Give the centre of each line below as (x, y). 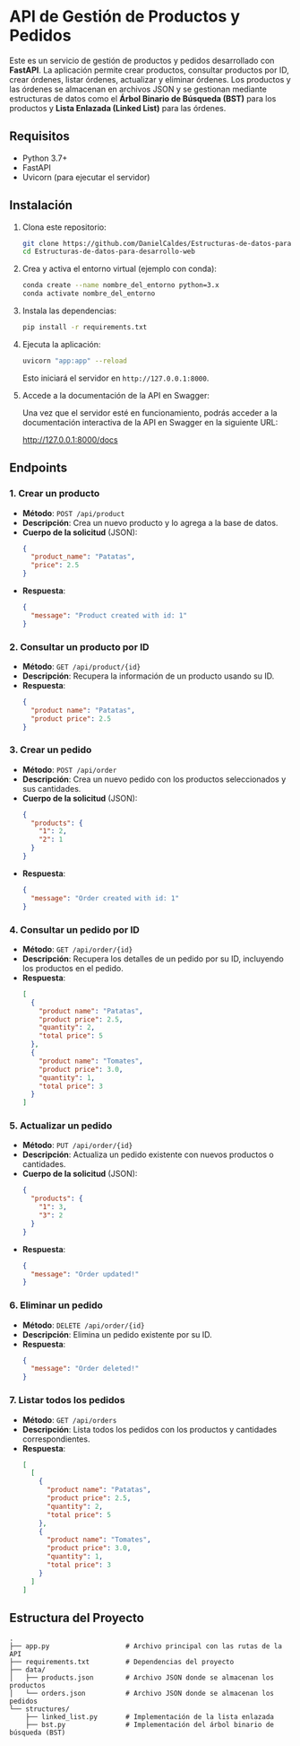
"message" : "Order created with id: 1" (105, 898)
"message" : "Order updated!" (85, 1274)
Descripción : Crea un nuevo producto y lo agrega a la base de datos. (150, 522)
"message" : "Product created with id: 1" (109, 615)
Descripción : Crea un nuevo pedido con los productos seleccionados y (154, 779)
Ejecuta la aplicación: (61, 344)
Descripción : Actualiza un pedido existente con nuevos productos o (148, 1154)
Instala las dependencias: (69, 311)
